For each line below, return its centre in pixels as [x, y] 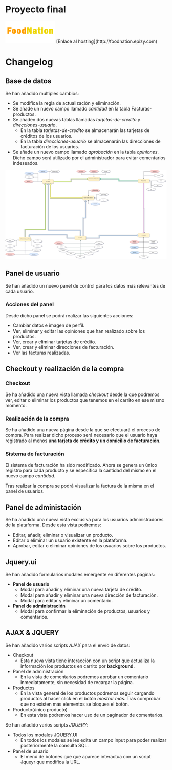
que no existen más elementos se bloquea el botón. [75, 704]
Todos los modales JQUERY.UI [45, 735]
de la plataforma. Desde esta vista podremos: [53, 525]
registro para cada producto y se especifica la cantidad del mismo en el [81, 470]
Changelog [29, 62]
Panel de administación [44, 507]
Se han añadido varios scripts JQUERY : [47, 724]
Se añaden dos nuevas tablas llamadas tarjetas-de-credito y [77, 119]
